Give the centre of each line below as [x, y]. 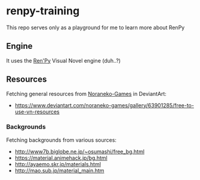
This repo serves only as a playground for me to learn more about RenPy [96, 27]
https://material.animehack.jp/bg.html [61, 158]
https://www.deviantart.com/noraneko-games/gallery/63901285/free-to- [104, 105]
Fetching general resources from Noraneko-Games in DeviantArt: [87, 94]
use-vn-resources [37, 111]
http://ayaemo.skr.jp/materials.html [58, 164]
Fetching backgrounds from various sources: [61, 140]
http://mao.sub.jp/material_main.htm [59, 170]
